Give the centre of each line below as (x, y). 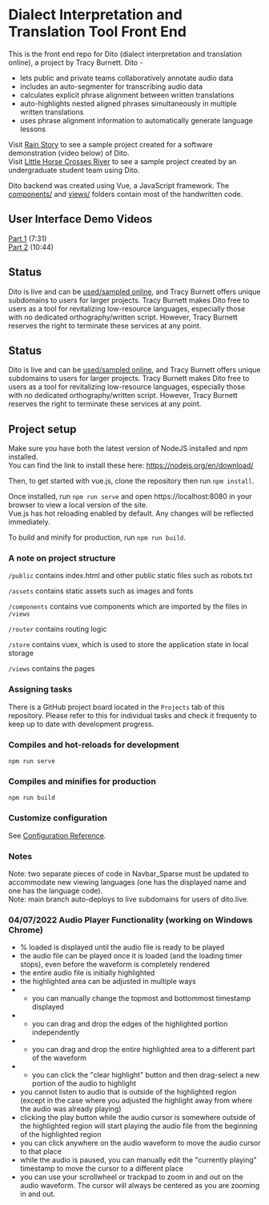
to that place (40, 1151)
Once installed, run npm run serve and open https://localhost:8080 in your (130, 496)
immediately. (29, 522)
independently (56, 1032)
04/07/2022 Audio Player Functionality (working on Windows (131, 920)
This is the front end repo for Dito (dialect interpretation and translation (125, 54)
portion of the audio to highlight (84, 1083)
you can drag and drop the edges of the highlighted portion (130, 1024)
